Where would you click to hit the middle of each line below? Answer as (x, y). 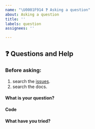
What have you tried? (28, 121)
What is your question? (30, 98)
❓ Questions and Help (39, 54)
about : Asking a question (32, 14)
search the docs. (30, 86)
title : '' (15, 19)
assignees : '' (20, 28)
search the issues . (31, 81)
